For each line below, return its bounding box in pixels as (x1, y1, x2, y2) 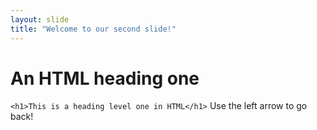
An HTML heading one (10, 67, 200, 90)
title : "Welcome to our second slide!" (10, 24, 177, 34)
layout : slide (10, 14, 70, 25)
